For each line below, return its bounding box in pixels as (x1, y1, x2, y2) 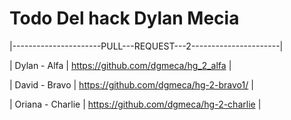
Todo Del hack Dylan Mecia (9, 7, 240, 30)
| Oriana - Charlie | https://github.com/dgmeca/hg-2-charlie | (9, 98, 262, 110)
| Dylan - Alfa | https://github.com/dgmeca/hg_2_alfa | (9, 59, 232, 71)
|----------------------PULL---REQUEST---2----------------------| (9, 40, 284, 52)
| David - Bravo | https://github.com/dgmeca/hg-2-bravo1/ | (9, 78, 254, 91)
